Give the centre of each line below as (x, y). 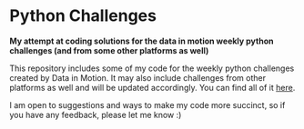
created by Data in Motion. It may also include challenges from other (138, 77)
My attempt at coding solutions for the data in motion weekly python (142, 41)
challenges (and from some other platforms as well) (109, 50)
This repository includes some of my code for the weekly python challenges (152, 68)
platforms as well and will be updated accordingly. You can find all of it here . (152, 87)
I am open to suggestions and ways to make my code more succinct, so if (147, 104)
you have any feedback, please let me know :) (96, 114)
